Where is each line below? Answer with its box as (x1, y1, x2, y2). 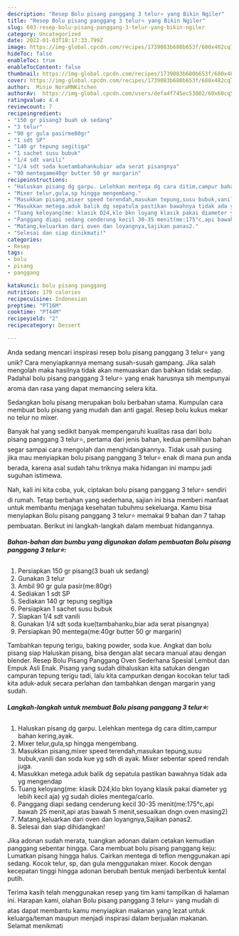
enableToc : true (7, 57, 55, 64)
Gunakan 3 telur (17, 574, 65, 582)
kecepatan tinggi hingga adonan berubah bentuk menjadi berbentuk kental (7, 866, 226, 875)
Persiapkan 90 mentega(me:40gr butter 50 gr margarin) (17, 627, 182, 636)
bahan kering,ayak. (17, 731, 74, 740)
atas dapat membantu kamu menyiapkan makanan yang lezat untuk (7, 906, 206, 915)
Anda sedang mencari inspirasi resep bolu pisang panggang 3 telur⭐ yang (7, 347, 225, 357)
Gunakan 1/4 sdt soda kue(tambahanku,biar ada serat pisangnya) (17, 619, 210, 628)
